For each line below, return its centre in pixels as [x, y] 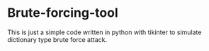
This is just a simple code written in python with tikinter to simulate [104, 32]
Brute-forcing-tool [63, 13]
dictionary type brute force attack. [57, 39]
